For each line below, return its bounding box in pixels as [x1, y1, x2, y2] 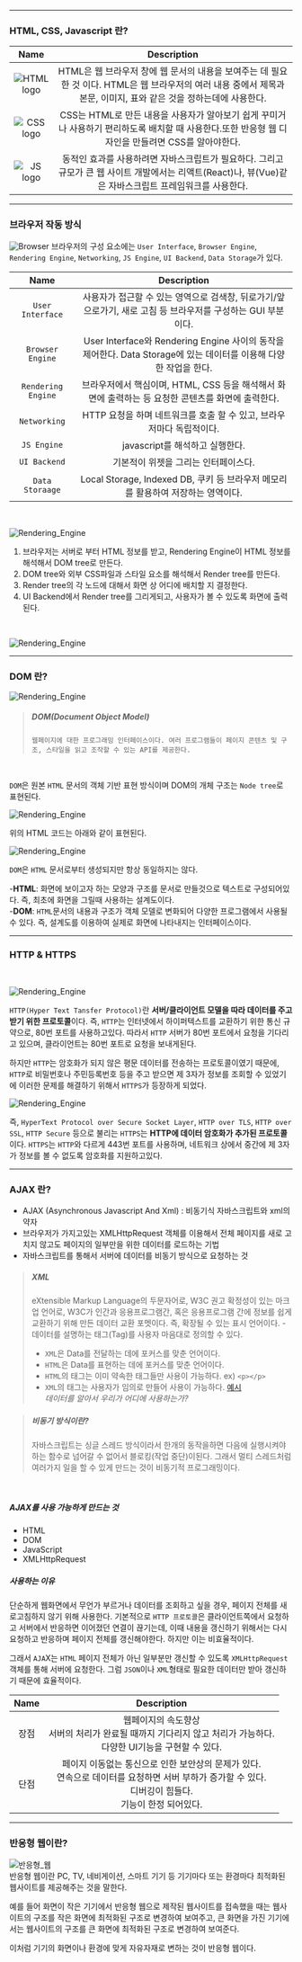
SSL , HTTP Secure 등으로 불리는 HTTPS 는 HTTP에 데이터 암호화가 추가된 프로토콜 [9, 1128, 288, 1138]
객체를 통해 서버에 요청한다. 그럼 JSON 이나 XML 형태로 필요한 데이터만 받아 [9, 1664, 263, 1675]
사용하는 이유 [9, 1575, 56, 1586]
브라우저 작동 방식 [9, 218, 83, 231]
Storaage [23, 485, 61, 495]
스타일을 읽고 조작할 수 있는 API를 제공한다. [46, 745, 191, 754]
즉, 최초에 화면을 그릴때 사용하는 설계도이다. [21, 894, 175, 905]
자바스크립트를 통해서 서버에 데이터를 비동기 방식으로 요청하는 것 [22, 1251, 249, 1262]
